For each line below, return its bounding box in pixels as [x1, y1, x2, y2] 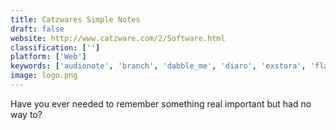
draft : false [10, 24, 65, 34]
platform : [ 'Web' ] [10, 52, 87, 62]
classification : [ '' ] [10, 42, 101, 53]
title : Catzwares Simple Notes [10, 14, 141, 25]
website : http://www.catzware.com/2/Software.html [10, 33, 226, 43]
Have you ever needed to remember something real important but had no [10, 97, 312, 110]
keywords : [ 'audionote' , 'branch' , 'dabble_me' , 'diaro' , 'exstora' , [10, 61, 307, 71]
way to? [10, 108, 43, 120]
